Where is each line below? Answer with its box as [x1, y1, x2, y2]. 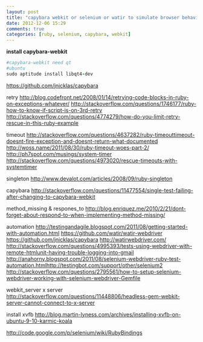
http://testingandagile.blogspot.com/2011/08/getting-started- [35, 223, 188, 230]
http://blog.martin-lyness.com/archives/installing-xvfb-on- [34, 311, 181, 318]
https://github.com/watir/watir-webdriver [60, 229, 163, 237]
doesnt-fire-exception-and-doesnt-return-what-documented [6, 137, 158, 145]
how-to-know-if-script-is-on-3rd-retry [6, 107, 103, 114]
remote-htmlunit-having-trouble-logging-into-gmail [6, 249, 134, 256]
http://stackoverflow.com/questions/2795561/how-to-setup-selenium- [6, 268, 181, 275]
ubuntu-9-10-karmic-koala [6, 317, 72, 324]
